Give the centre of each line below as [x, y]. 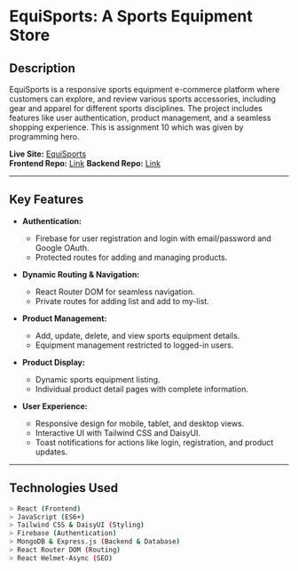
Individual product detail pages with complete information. [141, 389]
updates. [51, 452]
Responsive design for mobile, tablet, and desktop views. [140, 423]
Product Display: [54, 362]
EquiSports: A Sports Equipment [131, 16]
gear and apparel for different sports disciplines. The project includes [136, 108]
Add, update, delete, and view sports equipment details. [137, 335]
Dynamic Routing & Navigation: [81, 274]
